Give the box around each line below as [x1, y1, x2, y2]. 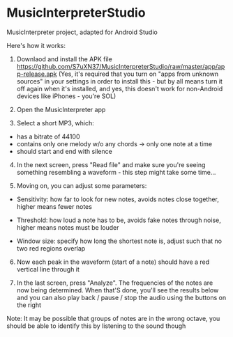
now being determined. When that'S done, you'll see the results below [16, 285, 219, 294]
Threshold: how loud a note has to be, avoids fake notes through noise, [16, 216, 221, 224]
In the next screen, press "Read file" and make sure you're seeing [16, 160, 206, 168]
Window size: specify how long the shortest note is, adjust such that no [16, 237, 223, 245]
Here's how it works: [6, 41, 66, 49]
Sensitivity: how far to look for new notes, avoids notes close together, [16, 195, 219, 203]
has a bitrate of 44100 [16, 132, 80, 141]
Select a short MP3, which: [16, 118, 95, 127]
